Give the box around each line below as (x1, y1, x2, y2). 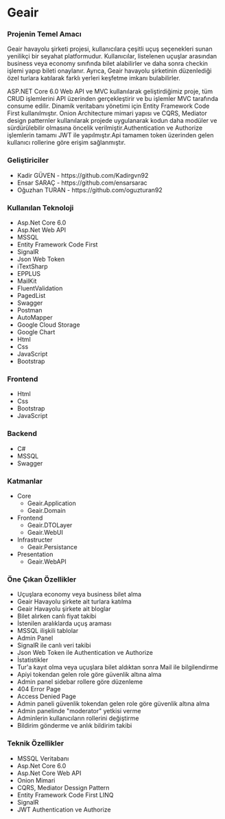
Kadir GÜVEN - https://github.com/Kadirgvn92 (16, 171, 149, 179)
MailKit (16, 277, 37, 286)
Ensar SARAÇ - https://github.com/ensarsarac (16, 178, 147, 187)
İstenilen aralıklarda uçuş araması (16, 619, 112, 627)
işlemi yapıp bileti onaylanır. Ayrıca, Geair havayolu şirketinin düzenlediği (7, 67, 212, 75)
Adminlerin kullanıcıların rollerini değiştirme (16, 714, 139, 722)
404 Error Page (16, 685, 61, 693)
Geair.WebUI (27, 528, 64, 536)
